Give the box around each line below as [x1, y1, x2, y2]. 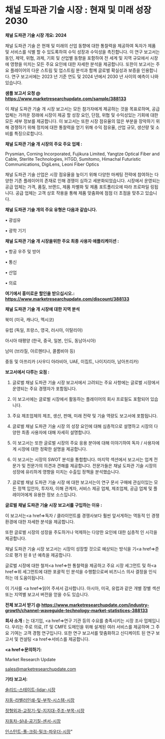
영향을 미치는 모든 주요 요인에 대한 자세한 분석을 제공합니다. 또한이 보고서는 [10, 61, 155, 67]
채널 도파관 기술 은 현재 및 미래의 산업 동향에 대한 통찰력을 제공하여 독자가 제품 [5, 42, 156, 48]
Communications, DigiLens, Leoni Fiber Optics [5, 161, 99, 167]
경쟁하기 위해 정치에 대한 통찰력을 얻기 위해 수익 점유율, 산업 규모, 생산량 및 [10, 124, 155, 130]
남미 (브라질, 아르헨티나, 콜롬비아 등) [5, 348, 75, 354]
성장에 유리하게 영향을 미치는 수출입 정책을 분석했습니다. [12, 469, 121, 475]
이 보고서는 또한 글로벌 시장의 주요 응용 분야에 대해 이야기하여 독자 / [12, 440, 143, 446]
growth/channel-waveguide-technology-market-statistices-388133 [5, 607, 148, 613]
